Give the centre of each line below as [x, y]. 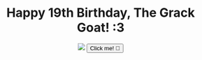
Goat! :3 [101, 28]
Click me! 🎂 [105, 48]
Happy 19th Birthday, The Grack [101, 13]
